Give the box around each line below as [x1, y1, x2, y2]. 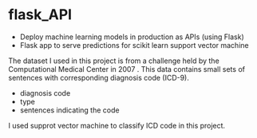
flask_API [8, 6, 73, 24]
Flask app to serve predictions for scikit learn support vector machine [19, 40, 249, 49]
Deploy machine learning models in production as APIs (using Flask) [19, 32, 245, 41]
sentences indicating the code [19, 105, 120, 115]
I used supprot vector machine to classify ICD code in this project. [8, 120, 226, 130]
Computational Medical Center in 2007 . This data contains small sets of [8, 64, 246, 73]
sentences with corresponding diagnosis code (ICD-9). [8, 73, 190, 82]
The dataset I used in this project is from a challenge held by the [8, 56, 219, 65]
